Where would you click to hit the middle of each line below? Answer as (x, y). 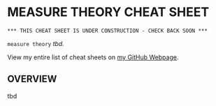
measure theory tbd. (36, 43)
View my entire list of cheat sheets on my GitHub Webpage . (93, 57)
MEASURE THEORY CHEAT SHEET (108, 12)
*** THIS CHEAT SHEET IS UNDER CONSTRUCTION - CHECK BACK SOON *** (108, 31)
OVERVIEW (32, 79)
